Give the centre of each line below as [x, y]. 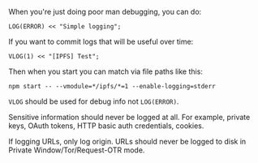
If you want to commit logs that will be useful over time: [101, 41]
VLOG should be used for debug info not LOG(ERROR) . [94, 101]
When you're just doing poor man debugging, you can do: [105, 12]
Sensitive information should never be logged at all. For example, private [129, 117]
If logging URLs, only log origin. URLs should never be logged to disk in [127, 142]
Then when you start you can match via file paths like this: [105, 71]
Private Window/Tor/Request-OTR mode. [77, 150]
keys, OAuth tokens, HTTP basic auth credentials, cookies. [106, 126]
